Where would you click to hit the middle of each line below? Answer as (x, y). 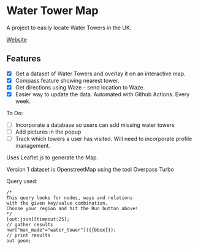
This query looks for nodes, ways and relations (70, 198)
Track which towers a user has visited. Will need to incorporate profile (104, 139)
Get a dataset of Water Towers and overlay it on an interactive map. (100, 74)
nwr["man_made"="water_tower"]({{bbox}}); (61, 230)
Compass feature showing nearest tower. (67, 80)
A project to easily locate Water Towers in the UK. (69, 28)
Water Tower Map (52, 11)
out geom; (19, 241)
